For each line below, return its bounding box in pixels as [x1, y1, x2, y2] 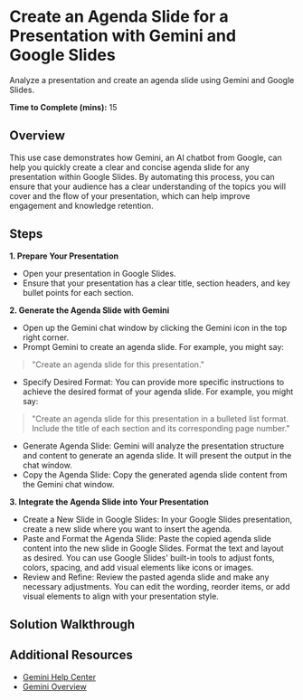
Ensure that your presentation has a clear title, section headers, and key [22, 278, 291, 289]
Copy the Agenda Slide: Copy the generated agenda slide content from [22, 468, 288, 480]
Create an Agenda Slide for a [9, 6, 229, 27]
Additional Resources [9, 648, 133, 663]
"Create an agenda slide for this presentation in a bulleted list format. [31, 413, 289, 424]
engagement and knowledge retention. [9, 200, 154, 211]
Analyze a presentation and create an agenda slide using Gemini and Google [9, 74, 295, 85]
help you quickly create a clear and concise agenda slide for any [9, 161, 251, 173]
